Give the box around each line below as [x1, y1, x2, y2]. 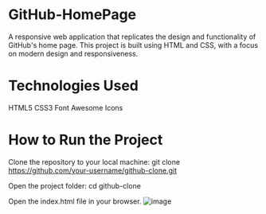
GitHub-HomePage [8, 6, 137, 24]
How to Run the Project [8, 131, 163, 149]
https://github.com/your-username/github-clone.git [8, 165, 178, 175]
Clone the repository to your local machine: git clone [8, 157, 181, 166]
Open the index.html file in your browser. [8, 196, 142, 206]
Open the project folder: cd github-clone [8, 181, 142, 190]
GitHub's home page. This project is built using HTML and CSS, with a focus [8, 40, 259, 49]
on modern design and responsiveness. [8, 49, 139, 58]
